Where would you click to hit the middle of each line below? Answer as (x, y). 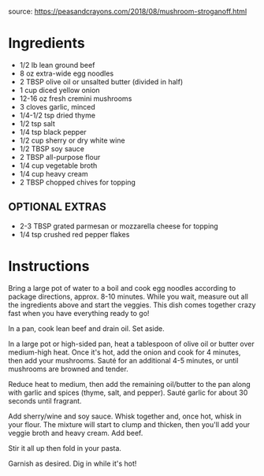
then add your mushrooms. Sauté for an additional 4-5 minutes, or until (123, 360)
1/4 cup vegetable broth (58, 165)
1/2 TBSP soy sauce (52, 148)
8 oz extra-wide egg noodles (67, 73)
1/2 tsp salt (37, 123)
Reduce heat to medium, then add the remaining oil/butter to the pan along (129, 384)
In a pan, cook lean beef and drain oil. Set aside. (86, 328)
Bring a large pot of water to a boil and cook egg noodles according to (122, 288)
